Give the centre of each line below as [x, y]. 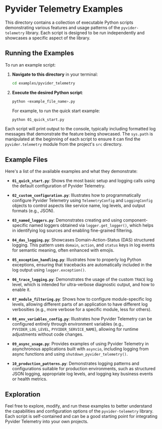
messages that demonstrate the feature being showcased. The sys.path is [79, 134]
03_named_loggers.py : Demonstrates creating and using [67, 220]
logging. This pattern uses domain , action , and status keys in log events [83, 245]
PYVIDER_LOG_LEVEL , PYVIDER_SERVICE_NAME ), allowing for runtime [75, 329]
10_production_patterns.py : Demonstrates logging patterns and [75, 363]
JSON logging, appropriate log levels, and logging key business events [82, 374]
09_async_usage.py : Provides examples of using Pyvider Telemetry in [80, 344]
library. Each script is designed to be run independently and [85, 33]
